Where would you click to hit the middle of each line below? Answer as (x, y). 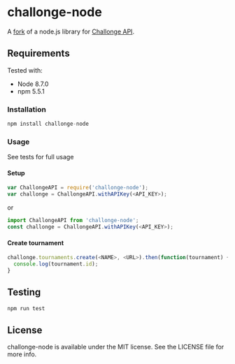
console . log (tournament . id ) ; (56, 264)
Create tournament (36, 242)
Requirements (38, 53)
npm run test (26, 308)
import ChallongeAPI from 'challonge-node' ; (73, 221)
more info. (22, 354)
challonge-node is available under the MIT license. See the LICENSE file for (116, 347)
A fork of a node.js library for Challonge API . (71, 31)
